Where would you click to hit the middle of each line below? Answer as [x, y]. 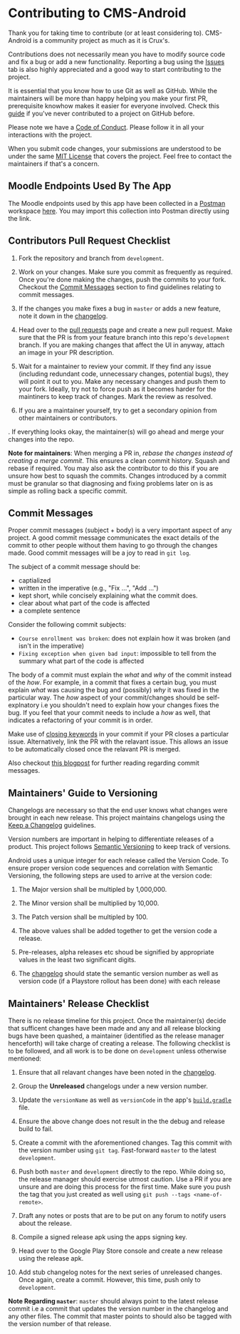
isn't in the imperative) [51, 646]
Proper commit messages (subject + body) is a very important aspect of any [120, 530]
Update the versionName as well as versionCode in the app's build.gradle [125, 1100]
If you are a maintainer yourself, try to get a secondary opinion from [118, 410]
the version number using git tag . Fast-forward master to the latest [117, 1150]
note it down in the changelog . [63, 316]
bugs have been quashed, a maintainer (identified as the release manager [116, 1036]
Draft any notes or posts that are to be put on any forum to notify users [122, 1215]
